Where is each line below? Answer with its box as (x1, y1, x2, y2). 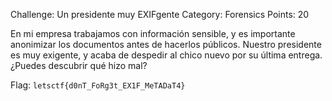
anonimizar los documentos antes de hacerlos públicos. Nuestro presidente (10, 39, 322, 50)
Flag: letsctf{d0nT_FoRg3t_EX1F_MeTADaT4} (10, 79, 186, 91)
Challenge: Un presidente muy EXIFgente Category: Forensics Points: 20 (10, 9, 310, 20)
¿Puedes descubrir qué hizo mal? (10, 60, 148, 71)
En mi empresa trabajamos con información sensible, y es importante (10, 28, 296, 39)
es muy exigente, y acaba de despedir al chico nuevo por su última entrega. (10, 49, 323, 61)
